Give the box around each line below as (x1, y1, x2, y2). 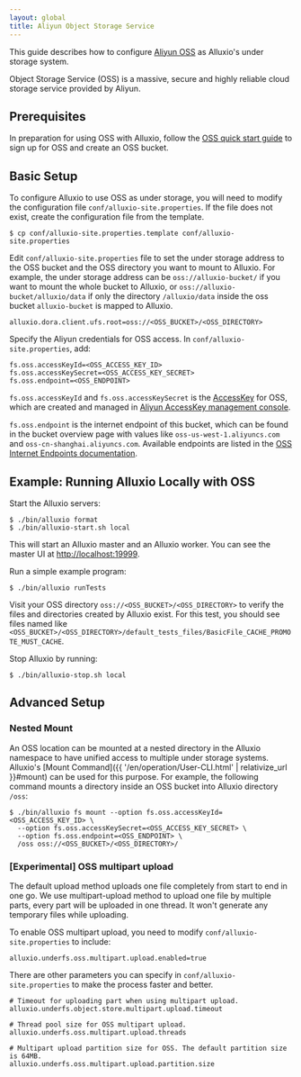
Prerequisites (9, 109, 86, 124)
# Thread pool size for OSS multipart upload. (9, 1019, 187, 1029)
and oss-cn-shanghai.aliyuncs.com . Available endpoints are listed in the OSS (9, 439, 293, 449)
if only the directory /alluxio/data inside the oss (87, 291, 269, 302)
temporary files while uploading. (9, 909, 128, 919)
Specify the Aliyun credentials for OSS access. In (9, 334, 191, 345)
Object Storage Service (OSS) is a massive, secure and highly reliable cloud (9, 73, 290, 84)
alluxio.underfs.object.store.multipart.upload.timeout (9, 1004, 223, 1013)
